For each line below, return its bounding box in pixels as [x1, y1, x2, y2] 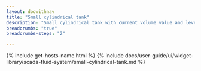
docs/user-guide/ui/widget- [124, 52, 193, 59]
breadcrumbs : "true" [6, 25, 58, 31]
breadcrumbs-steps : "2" [6, 31, 66, 37]
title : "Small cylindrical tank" [6, 14, 90, 20]
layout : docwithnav [6, 8, 55, 15]
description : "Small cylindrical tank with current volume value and [6, 20, 184, 25]
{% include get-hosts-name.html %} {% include [6, 52, 124, 59]
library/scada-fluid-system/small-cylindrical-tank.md [6, 59, 137, 66]
